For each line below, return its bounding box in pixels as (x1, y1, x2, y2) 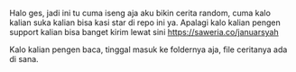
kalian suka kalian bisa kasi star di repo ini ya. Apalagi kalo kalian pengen (9, 17, 282, 28)
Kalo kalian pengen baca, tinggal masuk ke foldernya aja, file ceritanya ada (9, 44, 288, 55)
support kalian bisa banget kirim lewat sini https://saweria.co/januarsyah (9, 27, 280, 37)
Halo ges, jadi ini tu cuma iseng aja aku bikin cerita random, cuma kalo (9, 8, 271, 18)
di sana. (9, 54, 39, 64)
